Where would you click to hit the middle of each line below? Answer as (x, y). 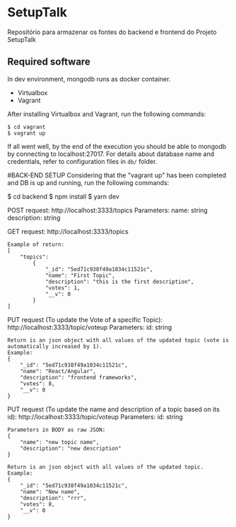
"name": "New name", (50, 492)
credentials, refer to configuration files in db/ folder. (82, 161)
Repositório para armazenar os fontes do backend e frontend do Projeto (112, 32)
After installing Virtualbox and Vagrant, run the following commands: (107, 113)
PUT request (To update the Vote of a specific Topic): (85, 319)
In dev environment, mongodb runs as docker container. (89, 79)
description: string (34, 218)
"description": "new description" (71, 448)
